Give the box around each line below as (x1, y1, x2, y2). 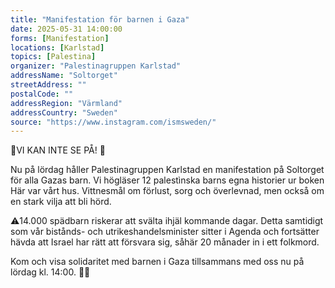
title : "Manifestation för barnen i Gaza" (10, 14, 190, 25)
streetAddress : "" (10, 80, 87, 90)
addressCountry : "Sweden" (10, 107, 118, 118)
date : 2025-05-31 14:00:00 (10, 24, 123, 34)
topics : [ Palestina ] (10, 52, 97, 62)
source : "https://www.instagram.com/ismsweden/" (10, 117, 217, 127)
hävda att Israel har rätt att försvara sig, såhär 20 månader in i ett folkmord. (10, 236, 320, 248)
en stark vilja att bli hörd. (10, 196, 112, 208)
